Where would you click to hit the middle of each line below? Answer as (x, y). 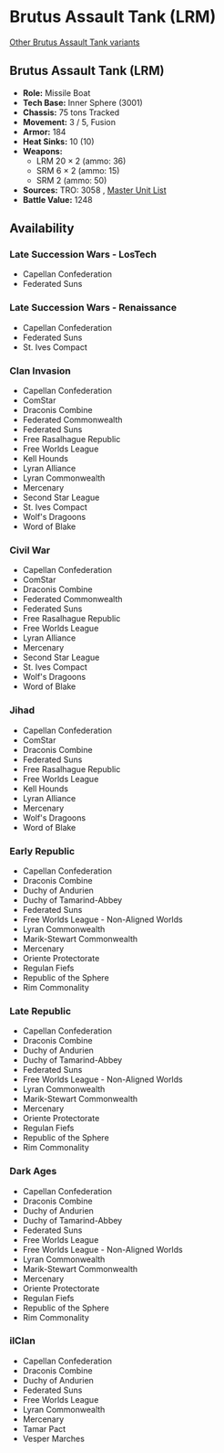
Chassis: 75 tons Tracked (71, 112)
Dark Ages (33, 1172)
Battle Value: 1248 (57, 199)
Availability (42, 229)
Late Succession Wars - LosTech (83, 255)
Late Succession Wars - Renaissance (93, 308)
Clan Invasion (40, 370)
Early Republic (42, 851)
